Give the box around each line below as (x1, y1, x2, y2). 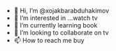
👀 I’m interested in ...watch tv (13, 14, 98, 22)
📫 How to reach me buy (13, 37, 85, 44)
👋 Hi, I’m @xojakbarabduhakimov (13, 7, 110, 14)
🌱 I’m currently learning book (13, 21, 98, 29)
